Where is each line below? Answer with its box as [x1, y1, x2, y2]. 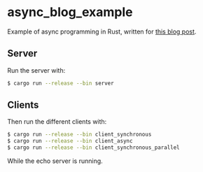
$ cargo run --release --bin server [7, 80, 114, 87]
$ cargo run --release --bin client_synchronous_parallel [7, 144, 180, 151]
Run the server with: [7, 66, 66, 74]
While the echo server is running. [7, 157, 103, 165]
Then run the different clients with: [7, 117, 107, 126]
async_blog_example [7, 4, 133, 20]
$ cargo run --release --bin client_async [7, 138, 133, 145]
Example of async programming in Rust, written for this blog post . [7, 27, 197, 36]
